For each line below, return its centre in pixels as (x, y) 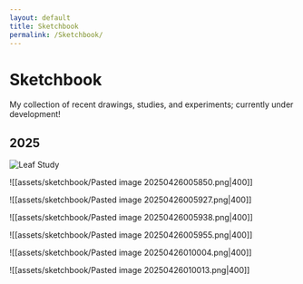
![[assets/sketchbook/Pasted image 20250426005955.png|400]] (131, 235)
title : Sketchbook (44, 26)
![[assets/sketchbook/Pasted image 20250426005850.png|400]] (131, 182)
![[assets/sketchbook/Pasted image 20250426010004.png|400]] (131, 253)
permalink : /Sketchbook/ (56, 34)
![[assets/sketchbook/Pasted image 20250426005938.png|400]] (132, 218)
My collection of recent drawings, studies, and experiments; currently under (151, 104)
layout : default (40, 18)
